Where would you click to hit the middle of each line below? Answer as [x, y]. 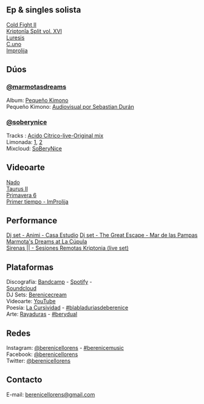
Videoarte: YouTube [31, 301]
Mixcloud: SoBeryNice [34, 148]
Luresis [15, 37]
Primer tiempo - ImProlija [37, 201]
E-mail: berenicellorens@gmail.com [51, 394]
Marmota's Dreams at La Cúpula [47, 242]
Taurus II [17, 188]
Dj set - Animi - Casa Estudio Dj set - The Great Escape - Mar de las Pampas [102, 235]
